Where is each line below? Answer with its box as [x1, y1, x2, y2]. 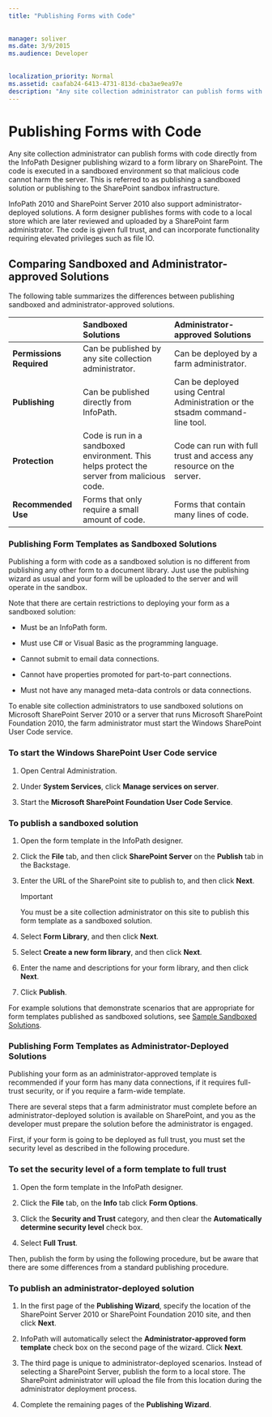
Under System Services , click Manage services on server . [19, 781, 219, 791]
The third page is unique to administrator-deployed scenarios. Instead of [19, 1358, 262, 1368]
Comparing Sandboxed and [8, 257, 150, 271]
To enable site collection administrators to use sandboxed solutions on [8, 701, 244, 711]
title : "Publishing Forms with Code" [8, 11, 136, 20]
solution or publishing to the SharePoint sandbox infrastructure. [8, 183, 220, 193]
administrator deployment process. [19, 1384, 138, 1393]
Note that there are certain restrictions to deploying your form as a [8, 598, 230, 608]
